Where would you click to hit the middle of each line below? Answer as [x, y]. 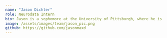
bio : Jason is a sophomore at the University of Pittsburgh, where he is [84, 19]
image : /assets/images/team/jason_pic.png [50, 23]
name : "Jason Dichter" [29, 10]
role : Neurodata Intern [30, 14]
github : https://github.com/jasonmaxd [45, 28]
